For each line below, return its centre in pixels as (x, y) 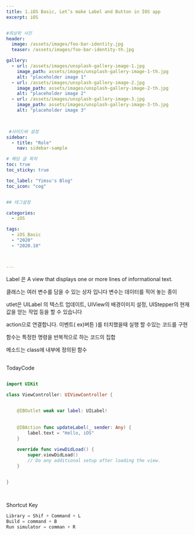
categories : (21, 213)
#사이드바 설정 (24, 131)
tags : (13, 229)
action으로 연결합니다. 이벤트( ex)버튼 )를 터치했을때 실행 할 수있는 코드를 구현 (97, 324)
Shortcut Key (22, 505)
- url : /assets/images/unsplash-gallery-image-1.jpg (78, 66)
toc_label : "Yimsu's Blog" (40, 181)
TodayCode (20, 368)
